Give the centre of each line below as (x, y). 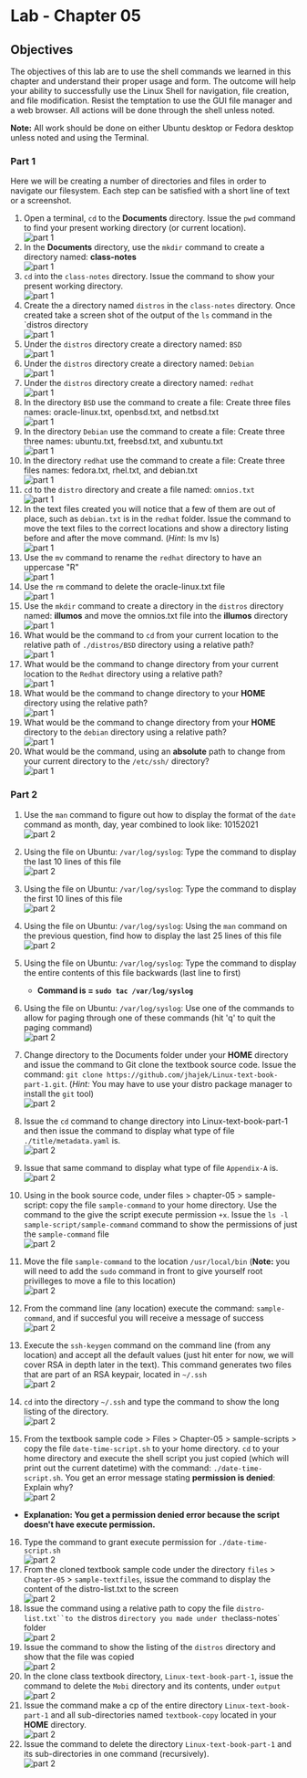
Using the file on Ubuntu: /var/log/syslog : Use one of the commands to (159, 1008)
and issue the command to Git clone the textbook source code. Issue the (160, 1064)
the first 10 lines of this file (73, 898)
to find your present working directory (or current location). (135, 228)
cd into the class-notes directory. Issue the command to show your (149, 277)
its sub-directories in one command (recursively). (116, 1753)
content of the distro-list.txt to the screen (101, 1588)
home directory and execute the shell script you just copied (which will (156, 1458)
